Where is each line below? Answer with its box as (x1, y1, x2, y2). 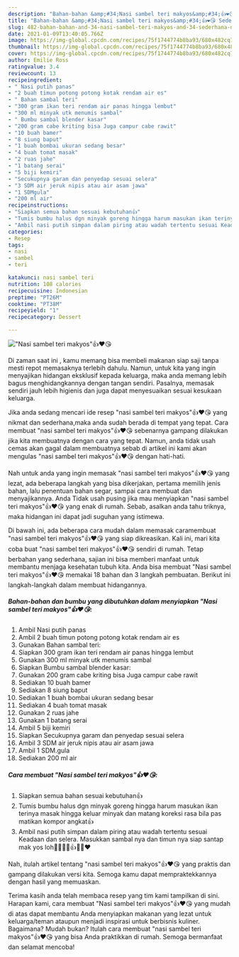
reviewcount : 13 (8, 70, 56, 77)
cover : (8, 50, 28, 58)
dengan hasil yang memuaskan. (8, 877, 101, 886)
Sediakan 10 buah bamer (18, 678, 91, 687)
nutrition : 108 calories (8, 280, 82, 288)
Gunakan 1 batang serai (18, 716, 87, 724)
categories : (8, 228, 43, 235)
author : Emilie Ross (8, 57, 70, 64)
